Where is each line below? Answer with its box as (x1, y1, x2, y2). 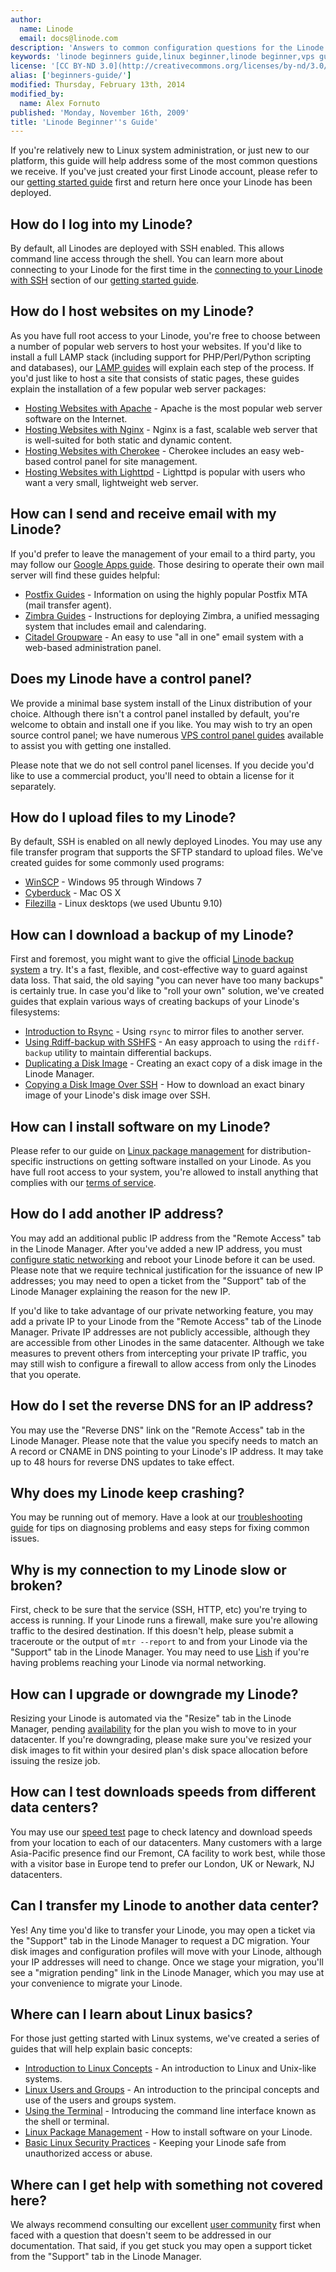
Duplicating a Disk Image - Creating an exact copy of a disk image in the (24, 1057, 323, 1070)
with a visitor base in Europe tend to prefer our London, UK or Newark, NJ (10, 1857, 315, 1870)
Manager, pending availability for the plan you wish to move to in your (10, 1723, 297, 1735)
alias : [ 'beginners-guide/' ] (10, 71, 132, 81)
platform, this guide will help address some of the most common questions (10, 155, 318, 167)
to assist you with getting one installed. (10, 739, 172, 751)
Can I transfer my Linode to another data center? (10, 1897, 320, 1915)
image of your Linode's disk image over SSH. (24, 1089, 211, 1101)
